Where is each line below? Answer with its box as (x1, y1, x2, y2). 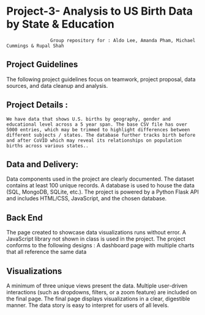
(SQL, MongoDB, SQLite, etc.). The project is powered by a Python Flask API (6, 188, 199, 196)
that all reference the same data (6, 248, 87, 256)
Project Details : (6, 100, 69, 110)
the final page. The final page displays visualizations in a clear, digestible (6, 295, 190, 302)
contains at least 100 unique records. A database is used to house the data (6, 182, 195, 189)
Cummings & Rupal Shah (6, 43, 64, 49)
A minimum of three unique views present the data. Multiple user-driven (6, 282, 188, 289)
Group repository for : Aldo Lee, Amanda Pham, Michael (50, 37, 196, 43)
